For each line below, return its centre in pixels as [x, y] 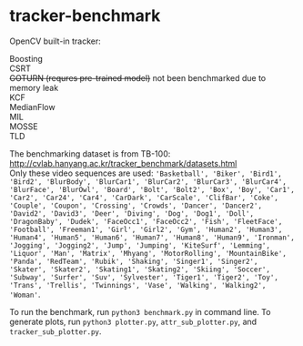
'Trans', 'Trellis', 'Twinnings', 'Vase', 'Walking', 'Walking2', [138, 285]
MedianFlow [33, 107]
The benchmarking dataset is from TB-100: [90, 153]
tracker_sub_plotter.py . [56, 331]
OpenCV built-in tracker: [56, 41]
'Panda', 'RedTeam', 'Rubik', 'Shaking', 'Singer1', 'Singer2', [134, 261]
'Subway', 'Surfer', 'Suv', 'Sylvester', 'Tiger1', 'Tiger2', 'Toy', [144, 277]
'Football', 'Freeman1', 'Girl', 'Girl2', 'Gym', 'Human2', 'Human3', [146, 229]
